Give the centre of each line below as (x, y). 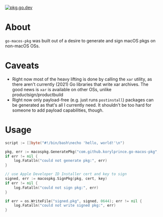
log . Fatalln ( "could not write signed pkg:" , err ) (65, 206)
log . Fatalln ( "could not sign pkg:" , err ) (56, 188)
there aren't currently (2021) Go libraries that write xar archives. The (80, 84)
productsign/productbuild (38, 95)
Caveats (22, 66)
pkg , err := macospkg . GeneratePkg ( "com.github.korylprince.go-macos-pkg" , (82, 152)
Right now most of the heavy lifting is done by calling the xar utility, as (82, 79)
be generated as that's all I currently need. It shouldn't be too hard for (82, 105)
